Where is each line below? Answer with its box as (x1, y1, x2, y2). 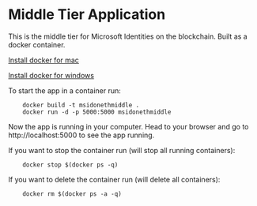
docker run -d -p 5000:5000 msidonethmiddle (22, 108, 172, 116)
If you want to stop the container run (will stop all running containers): (8, 145, 236, 155)
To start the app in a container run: (8, 85, 121, 96)
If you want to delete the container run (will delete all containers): (8, 174, 221, 184)
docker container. (8, 39, 66, 49)
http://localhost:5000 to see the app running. (8, 130, 155, 140)
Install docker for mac (8, 55, 79, 65)
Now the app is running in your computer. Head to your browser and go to (8, 122, 249, 131)
